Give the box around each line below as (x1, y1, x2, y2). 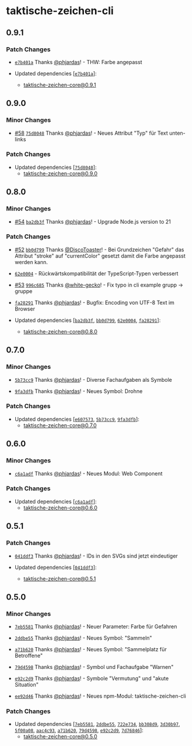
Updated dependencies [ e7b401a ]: (14, 69, 97, 77)
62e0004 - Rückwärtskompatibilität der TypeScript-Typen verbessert (14, 269, 178, 277)
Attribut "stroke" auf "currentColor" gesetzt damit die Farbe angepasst (14, 252, 186, 259)
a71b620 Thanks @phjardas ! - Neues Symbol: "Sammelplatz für (14, 646, 167, 653)
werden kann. (14, 258, 48, 265)
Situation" (14, 681, 39, 688)
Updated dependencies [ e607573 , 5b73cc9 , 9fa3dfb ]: (14, 415, 140, 422)
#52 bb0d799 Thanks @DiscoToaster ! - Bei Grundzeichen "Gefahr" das (14, 246, 184, 253)
